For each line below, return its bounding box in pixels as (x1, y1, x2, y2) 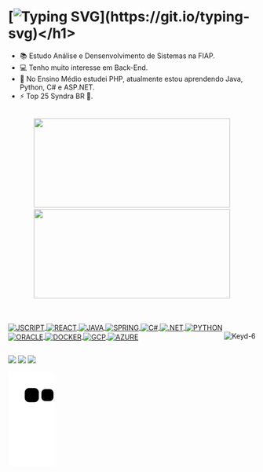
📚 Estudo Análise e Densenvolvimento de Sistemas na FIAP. (19, 51, 216, 60)
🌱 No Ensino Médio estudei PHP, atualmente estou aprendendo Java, (19, 74, 243, 83)
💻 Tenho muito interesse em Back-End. (19, 63, 148, 72)
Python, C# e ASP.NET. (19, 82, 96, 92)
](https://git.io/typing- (99, 8, 250, 26)
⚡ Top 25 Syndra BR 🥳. (19, 91, 93, 101)
